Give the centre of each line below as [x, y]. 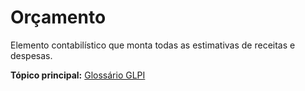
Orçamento [58, 17]
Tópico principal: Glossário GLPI [78, 75]
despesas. [31, 55]
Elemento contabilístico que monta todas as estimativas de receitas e [153, 45]
